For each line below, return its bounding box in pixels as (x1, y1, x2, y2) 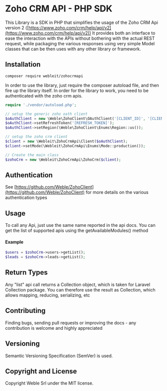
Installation (5, 60, 41, 69)
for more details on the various (85, 190, 149, 195)
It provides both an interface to (92, 30, 156, 36)
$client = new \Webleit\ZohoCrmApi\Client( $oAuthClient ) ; (5, 139, 128, 144)
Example (5, 239, 24, 245)
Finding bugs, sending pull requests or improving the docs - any (5, 319, 137, 326)
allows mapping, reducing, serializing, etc (5, 292, 90, 298)
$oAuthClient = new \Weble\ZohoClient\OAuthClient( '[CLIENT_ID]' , (5, 116, 146, 121)
